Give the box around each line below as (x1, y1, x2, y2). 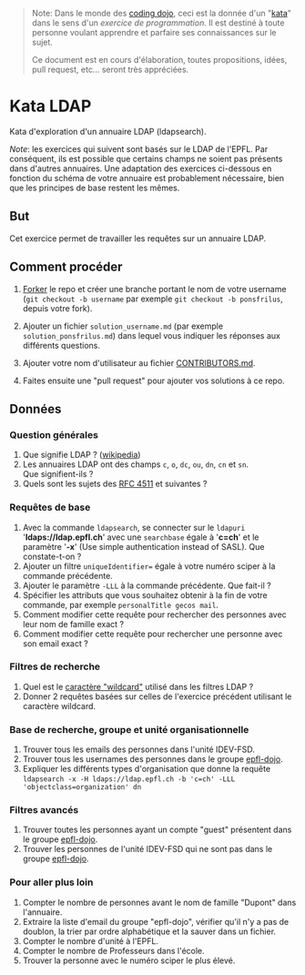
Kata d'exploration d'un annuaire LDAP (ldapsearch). (9, 126, 207, 137)
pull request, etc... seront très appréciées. (31, 64, 189, 75)
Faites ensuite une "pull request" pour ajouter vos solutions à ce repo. (22, 375, 285, 386)
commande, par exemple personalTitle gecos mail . (22, 599, 219, 610)
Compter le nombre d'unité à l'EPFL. (22, 935, 159, 946)
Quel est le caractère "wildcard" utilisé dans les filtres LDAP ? (22, 681, 254, 692)
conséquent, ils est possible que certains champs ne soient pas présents (9, 153, 283, 164)
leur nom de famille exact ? (22, 618, 125, 629)
